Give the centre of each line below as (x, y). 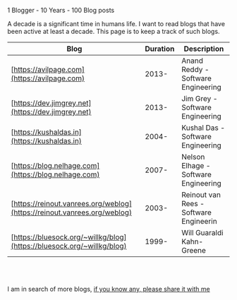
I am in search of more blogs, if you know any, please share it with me (109, 289)
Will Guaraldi (202, 233)
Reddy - (195, 70)
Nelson (193, 157)
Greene (194, 250)
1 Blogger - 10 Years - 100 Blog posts (61, 10)
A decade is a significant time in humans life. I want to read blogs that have (116, 24)
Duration (159, 49)
